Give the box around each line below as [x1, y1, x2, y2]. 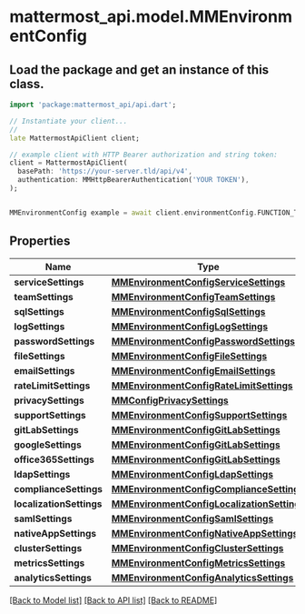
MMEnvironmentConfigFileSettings [111, 349, 268, 362]
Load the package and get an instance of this [9, 62, 270, 77]
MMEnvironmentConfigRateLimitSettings [111, 379, 293, 392]
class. [9, 75, 44, 92]
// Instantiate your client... [9, 116, 128, 126]
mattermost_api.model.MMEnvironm [9, 6, 293, 27]
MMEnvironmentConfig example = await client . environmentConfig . [9, 207, 258, 217]
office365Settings [14, 453, 95, 466]
